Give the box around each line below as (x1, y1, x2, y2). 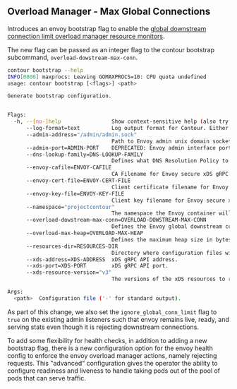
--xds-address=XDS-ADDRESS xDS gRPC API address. (25, 256, 178, 263)
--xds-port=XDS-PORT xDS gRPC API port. (25, 263, 169, 270)
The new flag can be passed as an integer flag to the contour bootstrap (7, 45, 215, 54)
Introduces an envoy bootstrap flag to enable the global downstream (7, 24, 207, 32)
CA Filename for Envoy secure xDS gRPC (111, 171, 229, 178)
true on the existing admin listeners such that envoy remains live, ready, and (7, 315, 229, 323)
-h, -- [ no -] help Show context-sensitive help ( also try (13, 118, 229, 126)
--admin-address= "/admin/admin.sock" (25, 131, 138, 138)
